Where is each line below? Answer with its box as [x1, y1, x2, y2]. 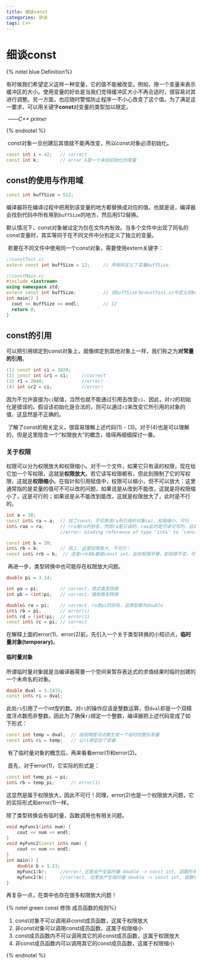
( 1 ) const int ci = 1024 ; [6, 367, 71, 373]
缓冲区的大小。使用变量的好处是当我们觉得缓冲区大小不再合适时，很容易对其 [6, 88, 196, 95]
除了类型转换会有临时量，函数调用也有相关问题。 [6, 811, 127, 819]
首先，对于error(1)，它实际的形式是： [7, 762, 100, 770]
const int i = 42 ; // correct [6, 152, 87, 158]
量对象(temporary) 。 [6, 638, 59, 646]
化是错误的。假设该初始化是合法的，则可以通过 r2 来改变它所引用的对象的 [6, 403, 186, 410]
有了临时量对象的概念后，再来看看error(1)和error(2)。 [7, 749, 140, 756]
